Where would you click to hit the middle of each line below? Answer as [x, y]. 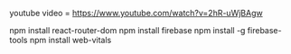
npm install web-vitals [70, 40]
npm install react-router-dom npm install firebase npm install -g [127, 30]
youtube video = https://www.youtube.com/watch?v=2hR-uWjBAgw [136, 13]
